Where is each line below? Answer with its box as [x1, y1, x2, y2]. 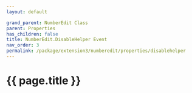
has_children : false [6, 31, 59, 37]
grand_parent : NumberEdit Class [6, 19, 88, 26]
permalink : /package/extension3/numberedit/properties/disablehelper [6, 48, 187, 54]
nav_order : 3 [6, 42, 39, 48]
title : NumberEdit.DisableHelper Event [6, 37, 108, 43]
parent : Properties [6, 25, 56, 31]
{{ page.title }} [6, 74, 81, 88]
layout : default [6, 8, 47, 15]
